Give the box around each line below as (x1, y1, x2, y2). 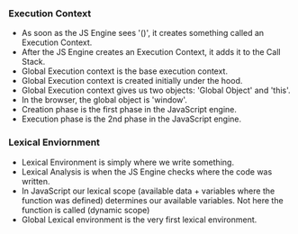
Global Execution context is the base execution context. (21, 66, 229, 76)
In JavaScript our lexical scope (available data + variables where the (21, 185, 275, 196)
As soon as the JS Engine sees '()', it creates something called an (21, 28, 265, 39)
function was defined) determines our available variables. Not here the (21, 194, 284, 205)
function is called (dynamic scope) (21, 204, 150, 215)
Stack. (21, 57, 46, 67)
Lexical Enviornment (8, 136, 101, 148)
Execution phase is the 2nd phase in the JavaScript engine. (21, 113, 242, 124)
